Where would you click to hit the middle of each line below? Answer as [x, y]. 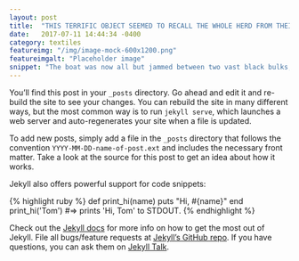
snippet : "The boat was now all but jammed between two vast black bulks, [151, 68]
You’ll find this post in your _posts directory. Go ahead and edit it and [136, 92]
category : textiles [45, 42]
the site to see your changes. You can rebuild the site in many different [159, 102]
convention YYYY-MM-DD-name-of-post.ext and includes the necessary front [146, 147]
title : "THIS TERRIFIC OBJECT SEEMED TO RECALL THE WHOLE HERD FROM [141, 26]
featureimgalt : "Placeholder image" [77, 59]
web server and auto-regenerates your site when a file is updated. [130, 120]
